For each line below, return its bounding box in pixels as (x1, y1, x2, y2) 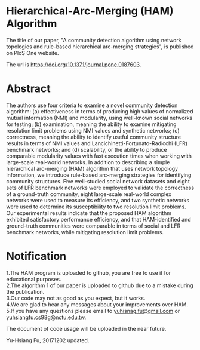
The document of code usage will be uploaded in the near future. (6, 325, 167, 332)
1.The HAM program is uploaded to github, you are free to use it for (6, 269, 171, 276)
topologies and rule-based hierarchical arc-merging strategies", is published (6, 43, 194, 50)
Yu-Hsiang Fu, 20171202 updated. (6, 336, 90, 344)
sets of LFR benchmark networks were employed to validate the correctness (6, 184, 195, 191)
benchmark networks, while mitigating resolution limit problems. (6, 228, 164, 235)
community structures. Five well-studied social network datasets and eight (6, 177, 190, 185)
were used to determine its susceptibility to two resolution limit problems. (6, 203, 186, 210)
